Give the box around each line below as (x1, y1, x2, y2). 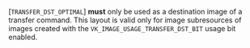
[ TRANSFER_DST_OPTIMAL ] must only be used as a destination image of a (8, 7, 243, 16)
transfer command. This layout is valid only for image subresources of (8, 15, 242, 25)
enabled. (8, 32, 38, 42)
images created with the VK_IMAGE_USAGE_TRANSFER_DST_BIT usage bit (8, 24, 236, 33)
